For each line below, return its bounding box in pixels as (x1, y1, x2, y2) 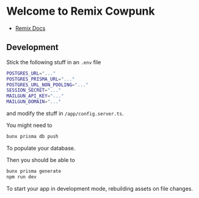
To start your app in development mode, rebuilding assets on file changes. (6, 185, 194, 192)
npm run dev (6, 174, 37, 180)
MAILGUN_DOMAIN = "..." (6, 99, 62, 105)
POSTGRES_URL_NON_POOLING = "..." (6, 81, 89, 88)
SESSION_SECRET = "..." (6, 87, 62, 94)
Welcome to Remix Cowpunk (6, 4, 156, 18)
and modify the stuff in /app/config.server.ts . (6, 110, 124, 117)
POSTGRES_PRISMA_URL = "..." (6, 76, 75, 82)
